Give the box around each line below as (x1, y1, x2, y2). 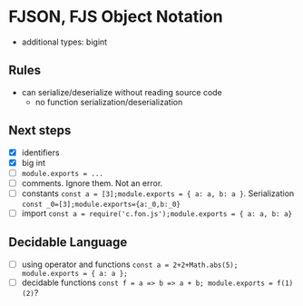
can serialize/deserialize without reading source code (21, 86, 223, 97)
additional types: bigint (21, 36, 108, 47)
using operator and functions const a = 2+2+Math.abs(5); (21, 259, 239, 270)
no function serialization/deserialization (34, 96, 183, 107)
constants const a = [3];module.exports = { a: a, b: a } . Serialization (21, 188, 295, 199)
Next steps (8, 123, 72, 138)
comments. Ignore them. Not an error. (21, 177, 163, 188)
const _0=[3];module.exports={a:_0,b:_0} (21, 200, 181, 209)
